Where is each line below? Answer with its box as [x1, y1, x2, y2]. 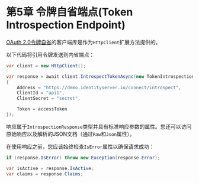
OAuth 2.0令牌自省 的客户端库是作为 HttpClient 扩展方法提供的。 [6, 38, 161, 45]
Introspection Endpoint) [6, 18, 126, 32]
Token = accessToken [17, 106, 68, 112]
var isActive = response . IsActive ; [6, 165, 94, 171]
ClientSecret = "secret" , [17, 96, 81, 102]
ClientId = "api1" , [17, 90, 65, 96]
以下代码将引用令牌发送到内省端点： [6, 51, 95, 58]
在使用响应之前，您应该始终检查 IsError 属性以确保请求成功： [6, 143, 155, 150]
